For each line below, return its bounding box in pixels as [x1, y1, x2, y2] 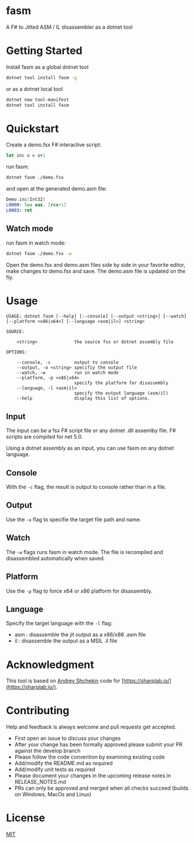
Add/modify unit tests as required [14, 766, 95, 773]
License [6, 811, 46, 825]
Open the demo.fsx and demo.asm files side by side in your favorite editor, [6, 261, 186, 268]
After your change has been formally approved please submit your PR [14, 741, 183, 748]
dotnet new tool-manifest [6, 97, 69, 103]
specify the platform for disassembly [74, 380, 168, 386]
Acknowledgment [6, 658, 95, 671]
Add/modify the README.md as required [14, 760, 113, 767]
